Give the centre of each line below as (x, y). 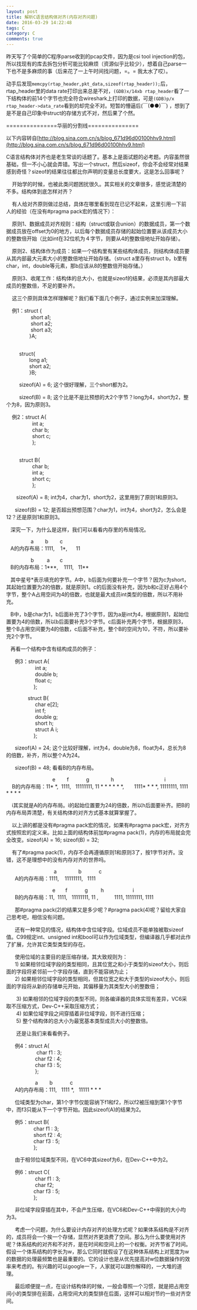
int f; (40, 711)
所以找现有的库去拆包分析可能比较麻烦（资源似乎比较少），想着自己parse (94, 64)
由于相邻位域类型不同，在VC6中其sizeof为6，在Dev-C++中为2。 (93, 1160)
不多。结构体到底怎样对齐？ (40, 191)
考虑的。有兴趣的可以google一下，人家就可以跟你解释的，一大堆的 (96, 1266)
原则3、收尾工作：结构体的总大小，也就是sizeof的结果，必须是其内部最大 (100, 278)
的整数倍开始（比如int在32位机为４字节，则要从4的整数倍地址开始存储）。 (95, 238)
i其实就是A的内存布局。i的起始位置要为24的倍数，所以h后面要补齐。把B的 (101, 805)
